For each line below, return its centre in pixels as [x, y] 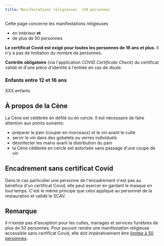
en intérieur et [26, 33]
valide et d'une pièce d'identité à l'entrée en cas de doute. [63, 67]
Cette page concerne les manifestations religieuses [57, 23]
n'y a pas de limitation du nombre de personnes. [54, 53]
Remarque [21, 211]
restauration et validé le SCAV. [35, 196]
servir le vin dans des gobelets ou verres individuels [64, 138]
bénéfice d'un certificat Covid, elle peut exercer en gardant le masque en [79, 185]
